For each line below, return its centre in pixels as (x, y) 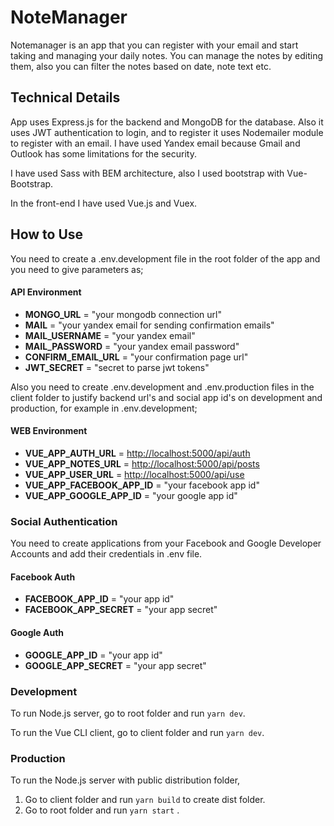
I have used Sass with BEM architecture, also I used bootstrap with (147, 173)
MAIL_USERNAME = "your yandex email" (110, 335)
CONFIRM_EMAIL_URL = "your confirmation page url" (136, 357)
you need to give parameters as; (77, 269)
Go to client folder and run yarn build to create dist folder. (145, 800)
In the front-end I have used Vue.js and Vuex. (104, 203)
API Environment (46, 292)
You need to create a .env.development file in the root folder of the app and (165, 258)
